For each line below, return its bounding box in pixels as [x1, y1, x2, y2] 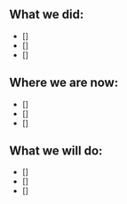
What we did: [9, 7, 84, 22]
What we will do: [9, 144, 103, 159]
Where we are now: [9, 75, 119, 90]
